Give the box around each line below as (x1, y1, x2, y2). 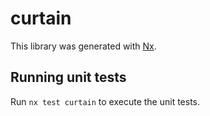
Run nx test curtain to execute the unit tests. (10, 95, 201, 107)
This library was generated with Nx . (10, 40, 157, 52)
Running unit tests (10, 69, 127, 86)
